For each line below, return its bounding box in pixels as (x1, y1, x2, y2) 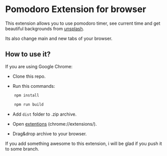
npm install (14, 92, 39, 98)
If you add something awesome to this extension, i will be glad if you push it (5, 140, 162, 146)
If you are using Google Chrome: (5, 63, 73, 69)
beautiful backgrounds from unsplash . (5, 25, 85, 31)
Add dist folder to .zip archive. (12, 111, 77, 117)
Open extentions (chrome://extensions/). (12, 121, 97, 127)
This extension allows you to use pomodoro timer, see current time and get (5, 20, 160, 26)
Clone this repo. (12, 73, 46, 79)
